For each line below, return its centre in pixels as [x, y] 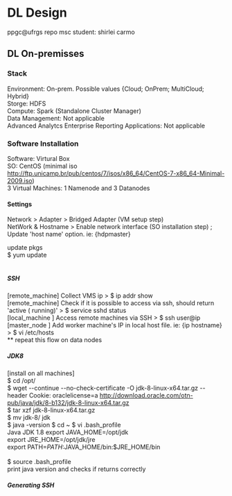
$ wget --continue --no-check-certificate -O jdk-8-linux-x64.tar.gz [103, 388]
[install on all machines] [41, 373]
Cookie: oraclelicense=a [63, 395]
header [17, 395]
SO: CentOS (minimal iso [42, 166]
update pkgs [25, 248]
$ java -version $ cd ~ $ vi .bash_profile [64, 425]
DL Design [37, 13]
